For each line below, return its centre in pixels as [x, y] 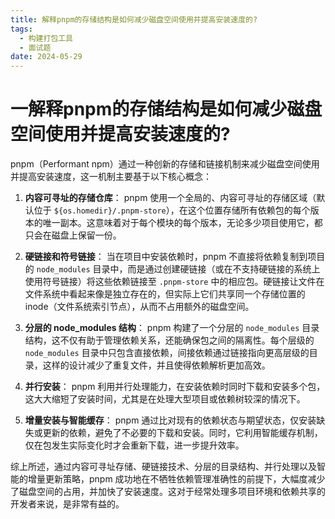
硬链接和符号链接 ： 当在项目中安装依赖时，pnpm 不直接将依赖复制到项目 [175, 257]
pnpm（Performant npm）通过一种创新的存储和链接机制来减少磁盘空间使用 [165, 164]
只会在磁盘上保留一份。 [73, 235]
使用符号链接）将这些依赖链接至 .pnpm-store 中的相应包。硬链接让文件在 [174, 282]
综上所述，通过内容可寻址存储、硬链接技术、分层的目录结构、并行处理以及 [163, 467]
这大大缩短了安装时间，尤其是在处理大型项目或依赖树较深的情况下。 [165, 399]
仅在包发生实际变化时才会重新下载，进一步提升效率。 [134, 445]
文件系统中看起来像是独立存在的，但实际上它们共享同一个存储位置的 [165, 294]
